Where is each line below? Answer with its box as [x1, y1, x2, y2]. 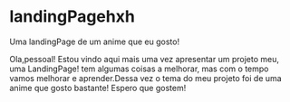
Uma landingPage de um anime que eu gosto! [9, 36, 179, 47]
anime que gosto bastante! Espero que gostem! [9, 82, 187, 93]
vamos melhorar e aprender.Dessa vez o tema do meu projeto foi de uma [9, 72, 283, 83]
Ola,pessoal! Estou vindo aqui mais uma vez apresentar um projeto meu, [9, 53, 279, 64]
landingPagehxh [9, 6, 136, 27]
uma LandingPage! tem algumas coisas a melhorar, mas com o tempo [9, 63, 269, 74]
